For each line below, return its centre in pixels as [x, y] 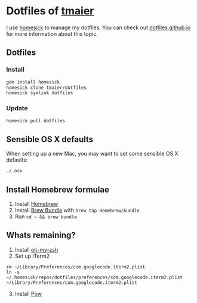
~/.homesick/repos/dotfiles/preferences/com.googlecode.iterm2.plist [95, 277]
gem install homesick [33, 82]
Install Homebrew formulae [58, 189]
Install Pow [28, 293]
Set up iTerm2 [32, 256]
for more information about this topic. [52, 33]
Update [17, 109]
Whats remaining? [41, 235]
